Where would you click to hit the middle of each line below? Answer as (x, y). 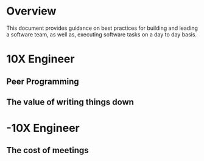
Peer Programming (43, 81)
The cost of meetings (48, 150)
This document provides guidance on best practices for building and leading (102, 28)
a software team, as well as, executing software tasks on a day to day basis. (101, 34)
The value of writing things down (70, 102)
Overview (31, 11)
